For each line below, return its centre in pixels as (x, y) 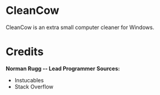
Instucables (29, 80)
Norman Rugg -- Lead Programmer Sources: (63, 68)
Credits (25, 52)
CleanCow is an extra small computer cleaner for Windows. (80, 27)
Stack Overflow (34, 87)
